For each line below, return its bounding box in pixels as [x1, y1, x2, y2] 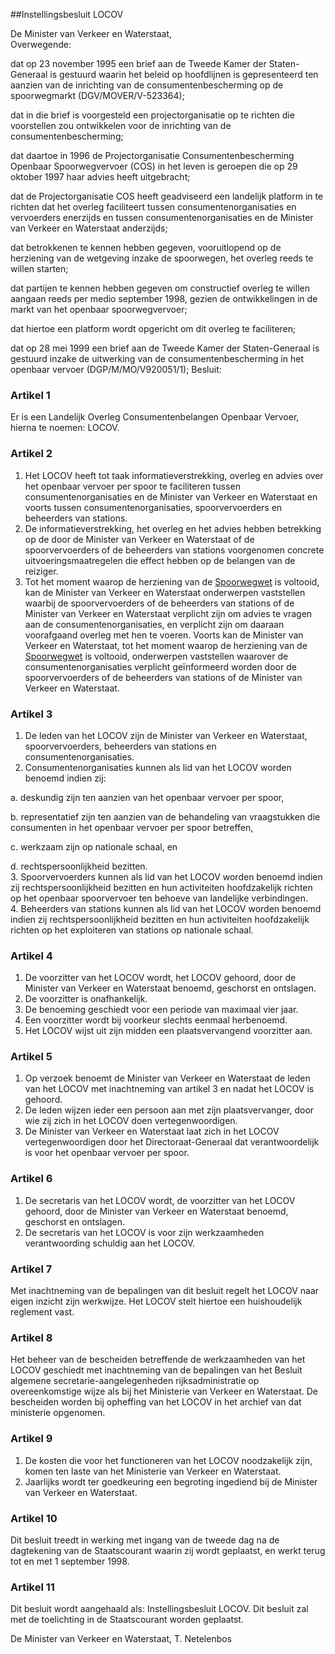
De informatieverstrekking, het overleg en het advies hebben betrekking [24, 522, 322, 534]
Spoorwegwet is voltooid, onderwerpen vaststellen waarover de [24, 650, 289, 662]
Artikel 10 [10, 1511, 58, 1525]
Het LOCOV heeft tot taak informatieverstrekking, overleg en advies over [24, 469, 324, 481]
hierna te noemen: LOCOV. [10, 422, 120, 434]
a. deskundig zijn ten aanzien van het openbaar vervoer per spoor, [10, 791, 285, 803]
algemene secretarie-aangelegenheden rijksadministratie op [10, 1375, 260, 1387]
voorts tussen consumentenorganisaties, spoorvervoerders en [24, 501, 283, 513]
